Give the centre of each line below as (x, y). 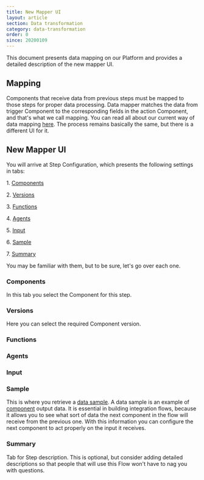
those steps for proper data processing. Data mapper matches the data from (102, 104)
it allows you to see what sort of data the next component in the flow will (97, 415)
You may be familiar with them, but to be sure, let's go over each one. (93, 266)
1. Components (25, 183)
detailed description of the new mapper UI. (60, 64)
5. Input (16, 230)
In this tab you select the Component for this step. (69, 294)
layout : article (27, 18)
